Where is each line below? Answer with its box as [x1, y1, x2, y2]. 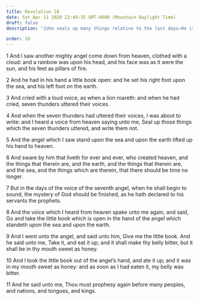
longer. [6, 173, 24, 180]
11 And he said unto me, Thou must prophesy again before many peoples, [6, 281, 185, 288]
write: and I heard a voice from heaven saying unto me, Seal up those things [6, 118, 192, 125]
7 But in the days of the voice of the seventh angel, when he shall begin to [6, 185, 187, 192]
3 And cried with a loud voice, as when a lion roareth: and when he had [6, 94, 179, 102]
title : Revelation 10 [6, 8, 60, 15]
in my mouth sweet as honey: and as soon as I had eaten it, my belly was [6, 263, 184, 270]
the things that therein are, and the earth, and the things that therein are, [6, 160, 182, 168]
